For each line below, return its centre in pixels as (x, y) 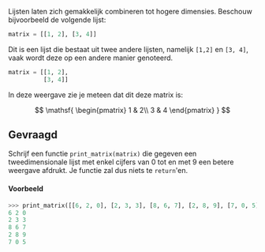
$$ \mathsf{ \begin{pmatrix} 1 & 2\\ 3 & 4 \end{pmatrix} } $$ (132, 110)
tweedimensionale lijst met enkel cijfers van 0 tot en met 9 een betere (121, 162)
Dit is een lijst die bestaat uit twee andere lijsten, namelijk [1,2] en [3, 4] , (128, 49)
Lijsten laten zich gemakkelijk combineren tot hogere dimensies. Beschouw (130, 11)
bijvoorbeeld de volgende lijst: (57, 20)
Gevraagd (33, 135)
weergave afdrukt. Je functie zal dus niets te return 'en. (98, 171)
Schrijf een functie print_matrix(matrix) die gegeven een (103, 154)
